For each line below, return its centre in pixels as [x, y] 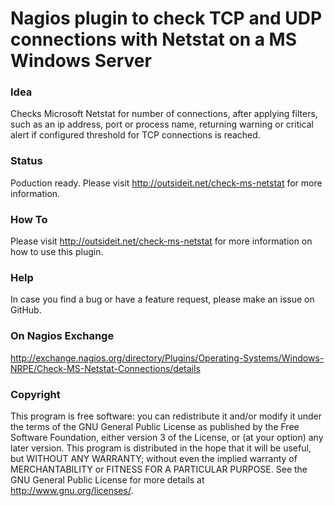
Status [26, 161]
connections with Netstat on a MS [154, 39]
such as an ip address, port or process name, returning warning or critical [162, 124]
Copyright [35, 394]
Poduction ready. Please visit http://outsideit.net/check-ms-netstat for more [166, 183]
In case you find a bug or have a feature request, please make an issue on [162, 299]
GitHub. [26, 310]
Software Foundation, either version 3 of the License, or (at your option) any [167, 437]
